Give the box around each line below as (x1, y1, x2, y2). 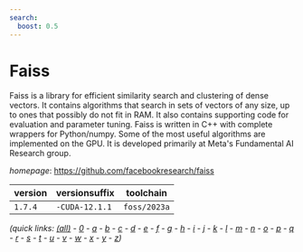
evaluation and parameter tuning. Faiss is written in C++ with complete (9, 119, 273, 130)
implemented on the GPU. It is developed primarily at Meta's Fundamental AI (9, 138, 294, 149)
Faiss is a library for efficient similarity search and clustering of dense (9, 90, 270, 101)
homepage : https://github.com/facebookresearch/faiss (9, 165, 214, 176)
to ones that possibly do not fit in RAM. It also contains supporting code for (9, 109, 289, 120)
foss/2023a (123, 202, 170, 212)
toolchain (126, 187, 167, 200)
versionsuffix (55, 187, 115, 200)
